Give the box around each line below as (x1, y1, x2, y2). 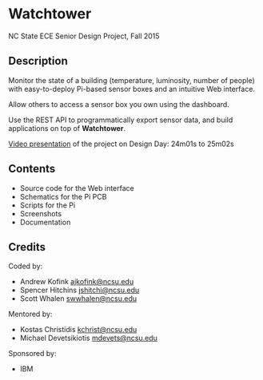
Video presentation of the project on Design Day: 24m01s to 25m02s (8, 139, 234, 148)
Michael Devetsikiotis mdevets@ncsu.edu (19, 333, 158, 343)
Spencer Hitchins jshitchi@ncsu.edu (19, 285, 140, 295)
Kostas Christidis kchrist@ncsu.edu (19, 325, 137, 334)
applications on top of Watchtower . (8, 123, 126, 133)
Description (8, 54, 68, 68)
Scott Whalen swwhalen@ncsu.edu (19, 294, 137, 303)
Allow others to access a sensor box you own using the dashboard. (8, 99, 229, 109)
